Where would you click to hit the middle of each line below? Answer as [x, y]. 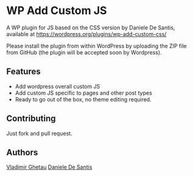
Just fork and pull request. [39, 133]
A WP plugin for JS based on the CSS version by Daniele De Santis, [91, 28]
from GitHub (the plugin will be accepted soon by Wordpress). [84, 52]
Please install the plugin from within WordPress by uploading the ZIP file [96, 46]
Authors [22, 152]
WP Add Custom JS [57, 11]
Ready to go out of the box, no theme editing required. [83, 99]
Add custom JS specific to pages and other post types [83, 93]
